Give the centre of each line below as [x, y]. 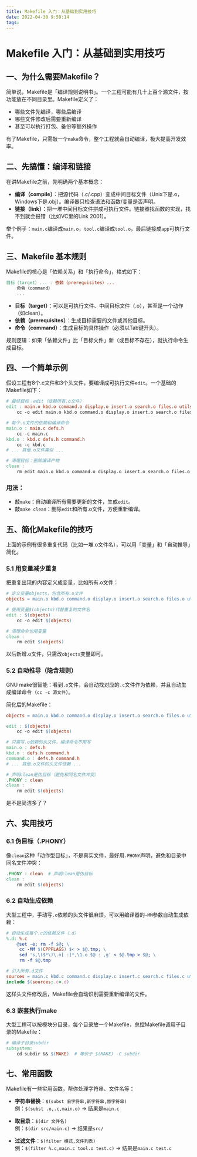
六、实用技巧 [29, 823]
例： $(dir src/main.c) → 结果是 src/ [59, 1128]
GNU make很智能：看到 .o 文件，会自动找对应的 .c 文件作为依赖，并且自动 [94, 684]
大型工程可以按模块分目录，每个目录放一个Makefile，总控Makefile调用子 [94, 1024]
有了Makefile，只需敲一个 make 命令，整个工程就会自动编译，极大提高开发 [94, 139]
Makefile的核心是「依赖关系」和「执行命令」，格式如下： [74, 271]
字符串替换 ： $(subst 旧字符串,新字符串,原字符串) [71, 1101]
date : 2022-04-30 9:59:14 [38, 17]
